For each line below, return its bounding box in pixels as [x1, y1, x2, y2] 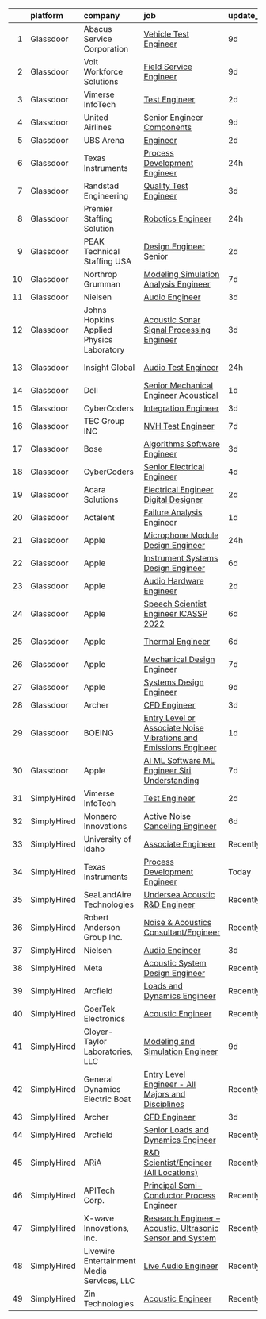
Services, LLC [83, 1275, 135, 1286]
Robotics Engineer [143, 214, 212, 224]
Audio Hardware [143, 576, 204, 586]
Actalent [83, 512, 115, 523]
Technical [83, 246, 120, 256]
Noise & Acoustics [143, 917, 212, 928]
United [83, 112, 108, 122]
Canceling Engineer [143, 821, 217, 831]
